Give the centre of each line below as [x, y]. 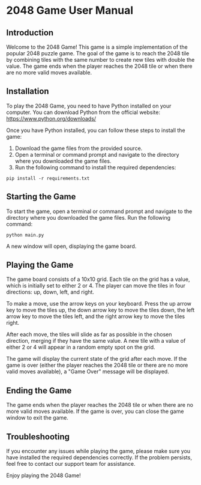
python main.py [25, 235]
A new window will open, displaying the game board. [71, 246]
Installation [28, 92]
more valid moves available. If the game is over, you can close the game [95, 411]
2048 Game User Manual [70, 11]
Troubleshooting [38, 437]
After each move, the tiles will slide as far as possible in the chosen [89, 334]
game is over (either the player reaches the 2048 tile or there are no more [97, 365]
